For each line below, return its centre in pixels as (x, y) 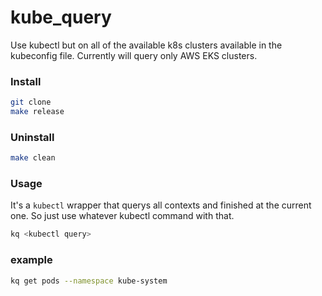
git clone (31, 102)
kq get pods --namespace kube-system (89, 281)
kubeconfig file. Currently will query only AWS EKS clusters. (134, 55)
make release (37, 112)
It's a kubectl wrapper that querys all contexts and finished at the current (161, 205)
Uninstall (32, 137)
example (31, 260)
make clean (33, 158)
